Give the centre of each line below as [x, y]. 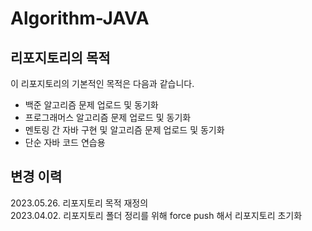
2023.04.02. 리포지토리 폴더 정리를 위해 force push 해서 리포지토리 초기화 [156, 215]
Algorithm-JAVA [80, 18]
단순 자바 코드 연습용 [65, 142]
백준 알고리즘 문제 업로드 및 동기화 [91, 105]
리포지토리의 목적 [60, 57]
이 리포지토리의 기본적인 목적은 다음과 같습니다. [102, 83]
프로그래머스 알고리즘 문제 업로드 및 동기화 [108, 117]
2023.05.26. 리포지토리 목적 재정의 [79, 203]
